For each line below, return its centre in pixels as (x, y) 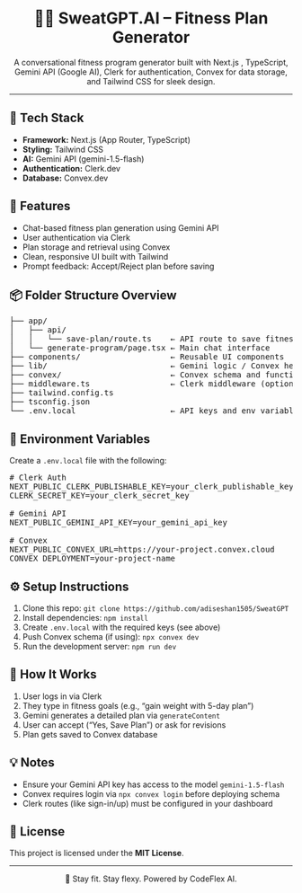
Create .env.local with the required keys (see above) (121, 627)
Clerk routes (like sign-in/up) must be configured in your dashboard (147, 803)
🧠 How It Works (53, 674)
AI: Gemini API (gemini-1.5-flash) (83, 159)
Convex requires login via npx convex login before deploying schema (151, 793)
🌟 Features (40, 206)
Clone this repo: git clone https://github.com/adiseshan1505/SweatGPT (155, 608)
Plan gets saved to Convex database (90, 734)
